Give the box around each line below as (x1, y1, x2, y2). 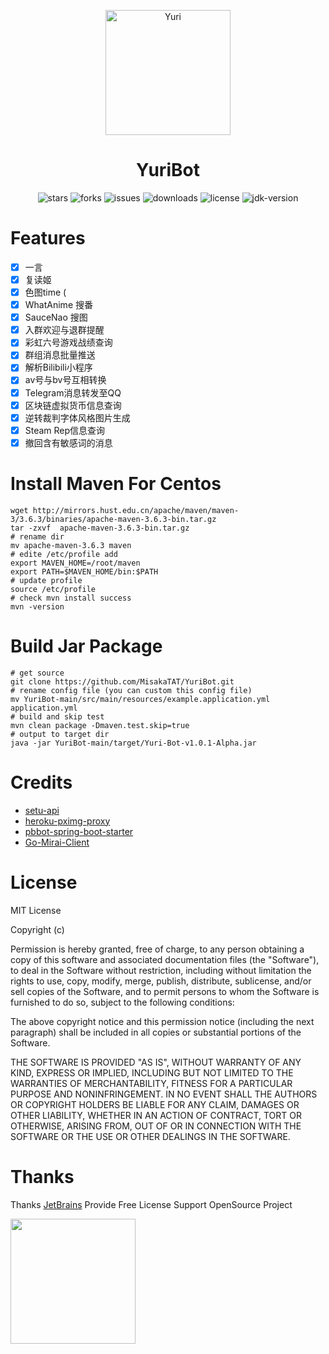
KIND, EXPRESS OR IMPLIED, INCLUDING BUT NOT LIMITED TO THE (10, 1066, 294, 1079)
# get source (10, 668, 65, 678)
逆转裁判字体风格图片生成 (24, 411, 131, 424)
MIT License (10, 904, 62, 916)
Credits (10, 771, 73, 794)
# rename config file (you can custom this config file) (10, 685, 253, 695)
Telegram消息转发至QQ (24, 386, 122, 399)
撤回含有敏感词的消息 (24, 436, 113, 449)
